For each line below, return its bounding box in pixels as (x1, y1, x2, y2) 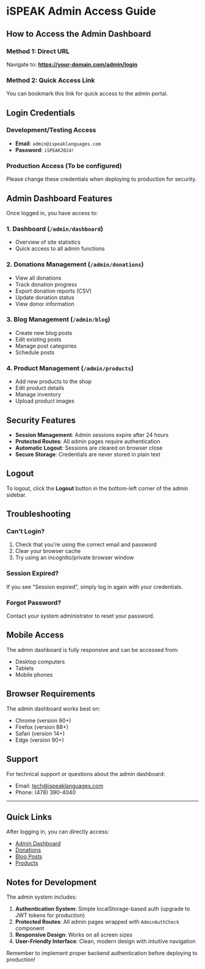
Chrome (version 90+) (15, 717, 71, 724)
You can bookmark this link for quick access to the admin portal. (6, 90, 168, 97)
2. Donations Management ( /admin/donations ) (6, 260, 144, 269)
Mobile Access (6, 630, 64, 640)
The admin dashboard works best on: (6, 704, 101, 712)
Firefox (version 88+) (15, 723, 69, 731)
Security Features (6, 415, 76, 425)
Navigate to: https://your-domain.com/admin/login (6, 60, 138, 68)
